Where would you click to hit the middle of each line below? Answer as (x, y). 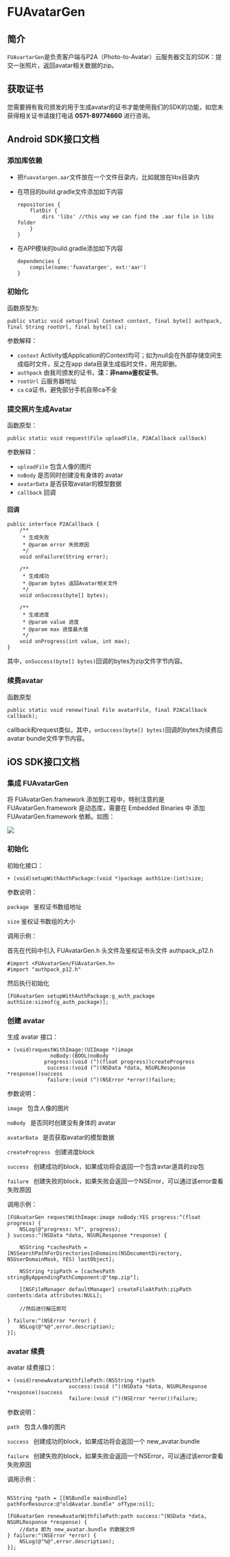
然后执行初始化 (28, 983)
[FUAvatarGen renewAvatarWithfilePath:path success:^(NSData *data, (107, 1516)
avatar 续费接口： (32, 1367)
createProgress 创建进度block (51, 1152)
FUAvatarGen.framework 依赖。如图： (61, 817)
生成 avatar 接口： (33, 1037)
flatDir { (44, 210)
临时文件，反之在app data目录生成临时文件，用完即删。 (102, 363)
